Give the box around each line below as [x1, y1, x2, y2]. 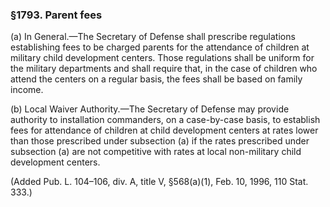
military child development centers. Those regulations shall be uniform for [10, 52, 315, 64]
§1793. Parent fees [10, 8, 103, 22]
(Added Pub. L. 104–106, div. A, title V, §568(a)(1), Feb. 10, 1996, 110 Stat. [10, 176, 309, 188]
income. [10, 84, 44, 96]
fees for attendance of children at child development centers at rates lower [10, 124, 319, 137]
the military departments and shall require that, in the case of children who [10, 63, 318, 75]
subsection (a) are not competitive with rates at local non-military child [10, 146, 302, 158]
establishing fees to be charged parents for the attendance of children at [10, 41, 310, 53]
